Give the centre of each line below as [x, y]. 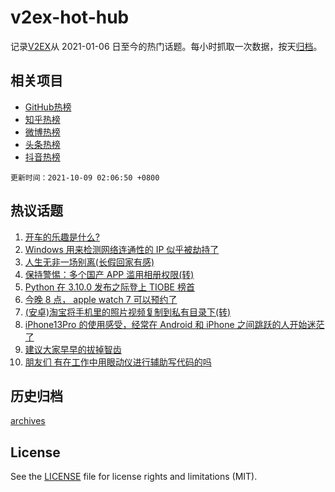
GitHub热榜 [48, 107]
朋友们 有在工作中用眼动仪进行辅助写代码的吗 [118, 362]
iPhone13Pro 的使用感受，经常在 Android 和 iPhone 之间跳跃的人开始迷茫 [174, 324]
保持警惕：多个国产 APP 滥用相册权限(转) [109, 274]
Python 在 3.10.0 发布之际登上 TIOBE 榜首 [109, 287]
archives [28, 421]
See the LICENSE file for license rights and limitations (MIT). [134, 477]
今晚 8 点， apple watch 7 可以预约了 [101, 299]
